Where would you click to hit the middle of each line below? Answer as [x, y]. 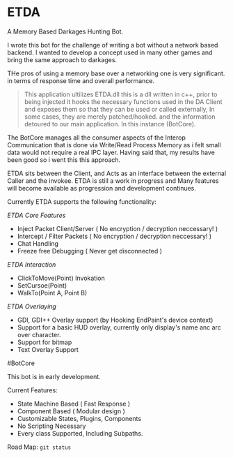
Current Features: [32, 390]
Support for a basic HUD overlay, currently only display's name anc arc [119, 327]
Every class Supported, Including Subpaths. [80, 433]
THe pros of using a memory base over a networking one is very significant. [116, 73]
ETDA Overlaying [32, 306]
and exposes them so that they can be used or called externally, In [119, 109]
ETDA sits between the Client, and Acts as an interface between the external [117, 173]
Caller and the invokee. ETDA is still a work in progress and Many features [113, 180]
